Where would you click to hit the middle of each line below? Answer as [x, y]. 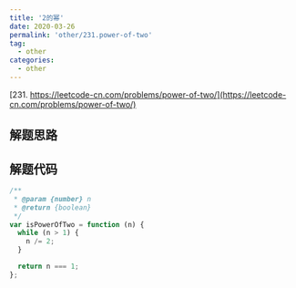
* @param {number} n [52, 199]
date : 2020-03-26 [42, 26]
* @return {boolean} [52, 207]
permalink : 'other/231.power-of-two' [81, 35]
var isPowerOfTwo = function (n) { [77, 224]
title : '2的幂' [37, 18]
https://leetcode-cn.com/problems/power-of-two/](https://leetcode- [158, 94]
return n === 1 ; [48, 267]
